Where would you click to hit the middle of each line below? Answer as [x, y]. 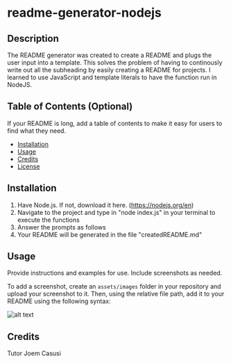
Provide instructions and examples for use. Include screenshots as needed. [115, 273]
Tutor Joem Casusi [34, 353]
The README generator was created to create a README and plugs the [110, 55]
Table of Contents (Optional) [70, 107]
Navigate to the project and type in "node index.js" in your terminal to [116, 212]
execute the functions [48, 220]
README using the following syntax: [59, 301]
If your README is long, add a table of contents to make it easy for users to [115, 123]
